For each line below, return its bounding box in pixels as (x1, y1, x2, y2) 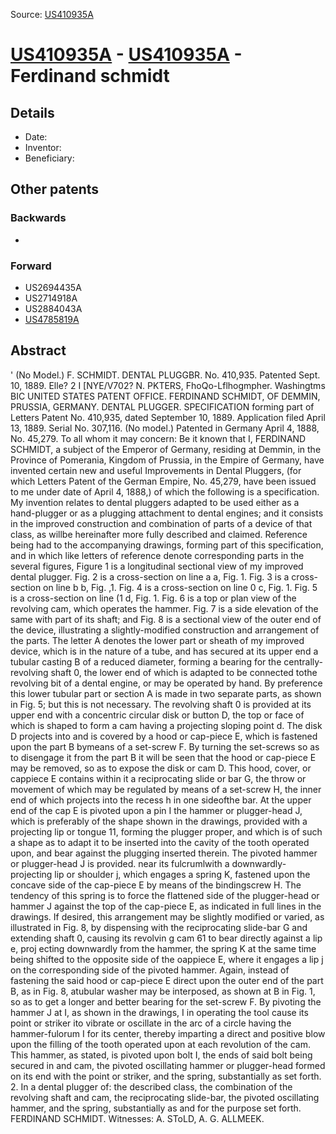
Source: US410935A (10, 9, 94, 20)
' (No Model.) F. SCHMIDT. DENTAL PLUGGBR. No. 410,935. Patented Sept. (10, 369, 321, 381)
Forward (10, 259, 52, 273)
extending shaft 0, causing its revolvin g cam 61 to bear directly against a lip (10, 932, 323, 944)
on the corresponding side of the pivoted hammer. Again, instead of (10, 964, 290, 976)
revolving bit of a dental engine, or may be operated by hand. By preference (10, 677, 323, 689)
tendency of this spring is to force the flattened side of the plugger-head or (10, 889, 320, 901)
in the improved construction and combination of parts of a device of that (10, 517, 313, 529)
